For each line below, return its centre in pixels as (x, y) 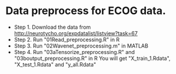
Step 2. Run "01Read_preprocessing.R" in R (67, 39)
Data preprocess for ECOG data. (86, 11)
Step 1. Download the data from (52, 27)
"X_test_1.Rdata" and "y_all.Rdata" (55, 64)
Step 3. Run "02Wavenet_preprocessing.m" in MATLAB (81, 46)
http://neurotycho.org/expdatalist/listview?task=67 (76, 33)
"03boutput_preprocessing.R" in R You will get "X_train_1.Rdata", (92, 58)
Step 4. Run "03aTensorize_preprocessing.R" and (74, 52)
